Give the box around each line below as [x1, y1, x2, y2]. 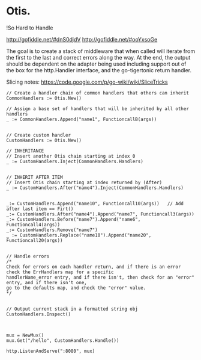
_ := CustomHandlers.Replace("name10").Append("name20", [6, 232, 152, 238]
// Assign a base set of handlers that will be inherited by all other [6, 105, 189, 112]
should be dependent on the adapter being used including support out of [6, 60, 187, 67]
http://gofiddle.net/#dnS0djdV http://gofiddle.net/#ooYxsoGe [6, 36, 158, 43]
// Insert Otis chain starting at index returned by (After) [6, 179, 163, 185]
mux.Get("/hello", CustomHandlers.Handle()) [6, 337, 119, 344]
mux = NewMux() [6, 332, 44, 338]
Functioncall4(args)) [6, 222, 61, 228]
